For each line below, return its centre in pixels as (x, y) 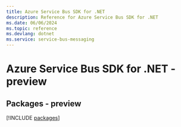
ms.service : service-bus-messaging (50, 39)
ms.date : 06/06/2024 (32, 23)
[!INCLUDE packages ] (33, 118)
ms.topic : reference (32, 28)
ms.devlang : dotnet (30, 34)
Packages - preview (44, 103)
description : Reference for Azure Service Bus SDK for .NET (82, 17)
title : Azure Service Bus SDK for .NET (56, 12)
